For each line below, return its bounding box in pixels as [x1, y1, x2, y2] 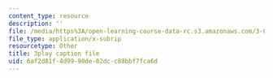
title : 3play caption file [8, 50, 100, 58]
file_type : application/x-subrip [8, 34, 122, 43]
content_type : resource [8, 11, 89, 20]
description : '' [8, 19, 63, 28]
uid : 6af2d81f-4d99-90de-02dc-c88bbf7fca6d [8, 58, 158, 66]
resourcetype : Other [8, 42, 79, 50]
